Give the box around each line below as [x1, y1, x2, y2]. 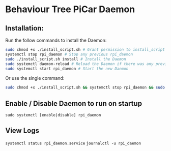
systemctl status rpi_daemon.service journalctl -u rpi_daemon [5, 141, 141, 146]
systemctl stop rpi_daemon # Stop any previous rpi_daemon [5, 52, 133, 57]
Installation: [5, 24, 44, 33]
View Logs [5, 126, 40, 135]
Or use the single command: [5, 75, 65, 81]
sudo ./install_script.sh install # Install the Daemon [5, 56, 126, 62]
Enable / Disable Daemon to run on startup [5, 99, 142, 108]
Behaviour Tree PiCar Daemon [5, 4, 135, 15]
